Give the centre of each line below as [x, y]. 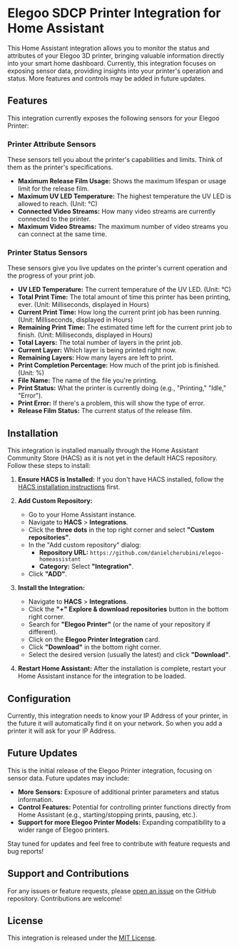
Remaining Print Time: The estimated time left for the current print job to [125, 328]
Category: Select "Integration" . [86, 567]
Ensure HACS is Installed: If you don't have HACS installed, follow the [121, 479]
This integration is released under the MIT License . [82, 938]
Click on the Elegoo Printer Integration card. [94, 639]
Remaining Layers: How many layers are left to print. [95, 357]
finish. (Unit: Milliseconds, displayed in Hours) [85, 335]
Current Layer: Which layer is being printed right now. [97, 350]
